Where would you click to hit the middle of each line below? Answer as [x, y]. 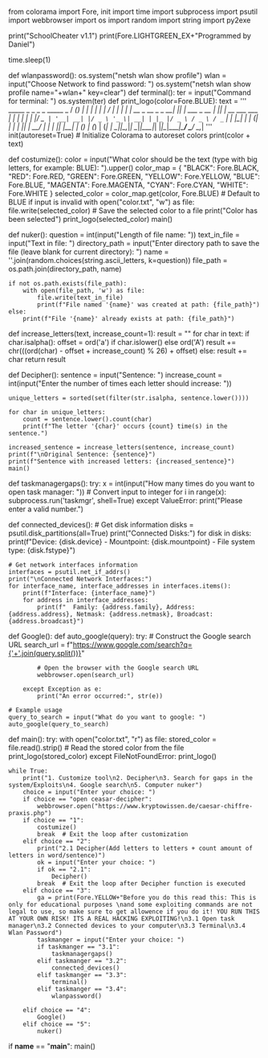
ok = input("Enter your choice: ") [97, 863]
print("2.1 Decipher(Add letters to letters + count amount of [145, 848]
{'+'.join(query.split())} [45, 653]
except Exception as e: [63, 689]
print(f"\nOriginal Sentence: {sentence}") [82, 454]
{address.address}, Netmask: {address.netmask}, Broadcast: [111, 614]
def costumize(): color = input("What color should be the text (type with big [133, 159]
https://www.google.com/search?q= [132, 645]
